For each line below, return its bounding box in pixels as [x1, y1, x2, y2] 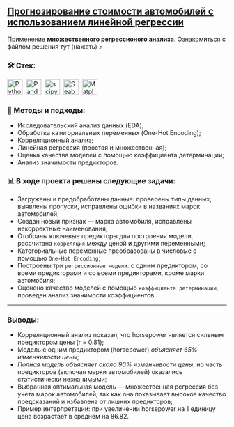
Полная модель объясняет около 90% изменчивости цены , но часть [17, 360, 223, 368]
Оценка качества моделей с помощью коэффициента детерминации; [17, 151, 225, 160]
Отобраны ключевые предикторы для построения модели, [17, 231, 194, 240]
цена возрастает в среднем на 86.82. [17, 412, 130, 420]
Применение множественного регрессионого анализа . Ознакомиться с [7, 35, 226, 43]
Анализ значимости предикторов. [17, 158, 119, 166]
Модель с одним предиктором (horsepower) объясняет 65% [17, 346, 198, 354]
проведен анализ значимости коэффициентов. [17, 290, 157, 299]
